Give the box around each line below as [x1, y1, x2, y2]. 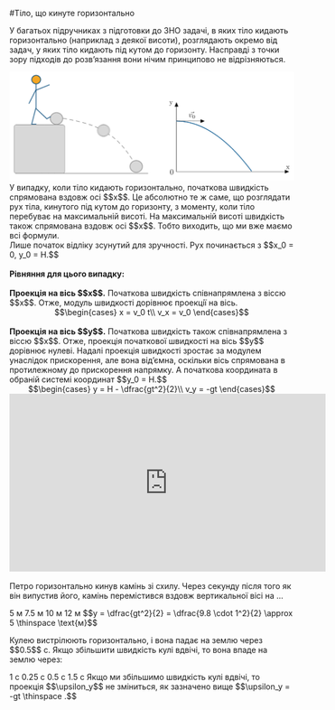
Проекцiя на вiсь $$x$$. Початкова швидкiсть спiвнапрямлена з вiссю [9, 288, 286, 299]
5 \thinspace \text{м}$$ [9, 618, 98, 629]
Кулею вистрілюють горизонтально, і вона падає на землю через [9, 635, 264, 646]
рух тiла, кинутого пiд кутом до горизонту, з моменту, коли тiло [9, 201, 256, 212]
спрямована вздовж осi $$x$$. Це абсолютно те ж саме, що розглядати [9, 192, 291, 202]
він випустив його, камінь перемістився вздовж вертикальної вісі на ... [9, 591, 284, 602]
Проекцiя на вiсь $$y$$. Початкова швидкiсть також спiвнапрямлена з [9, 326, 287, 337]
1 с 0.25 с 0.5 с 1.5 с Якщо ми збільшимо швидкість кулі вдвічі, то [9, 672, 260, 683]
